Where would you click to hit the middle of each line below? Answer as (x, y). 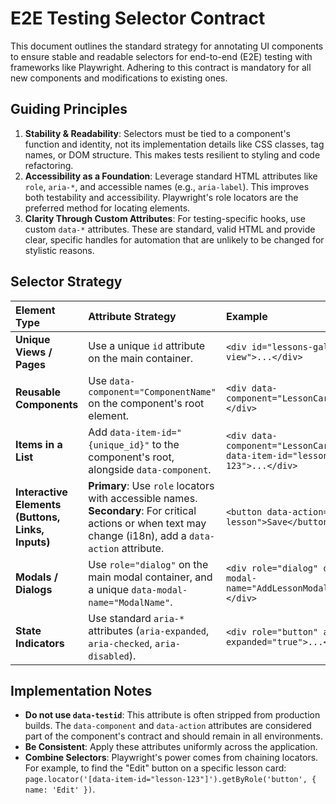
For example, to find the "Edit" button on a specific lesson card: (155, 768)
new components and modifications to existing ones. (119, 78)
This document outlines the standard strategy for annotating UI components (167, 46)
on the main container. (141, 358)
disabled (109, 656)
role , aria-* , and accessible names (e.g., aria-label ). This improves (167, 186)
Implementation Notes (81, 690)
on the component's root (146, 403)
